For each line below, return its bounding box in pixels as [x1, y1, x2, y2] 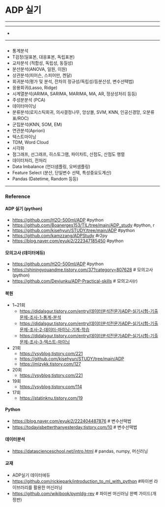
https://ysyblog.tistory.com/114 [19, 384, 82, 390]
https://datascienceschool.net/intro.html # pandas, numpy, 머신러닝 [12, 448, 148, 454]
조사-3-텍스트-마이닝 [29, 339, 70, 345]
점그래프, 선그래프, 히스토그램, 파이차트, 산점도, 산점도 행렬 [12, 151, 125, 157]
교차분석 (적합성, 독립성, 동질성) [12, 60, 74, 66]
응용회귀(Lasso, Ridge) [12, 84, 58, 90]
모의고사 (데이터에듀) [5, 250, 45, 255]
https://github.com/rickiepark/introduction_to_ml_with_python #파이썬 [12, 479, 153, 484]
